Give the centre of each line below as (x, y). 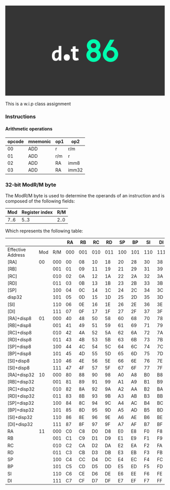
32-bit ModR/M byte (31, 185)
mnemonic (40, 142)
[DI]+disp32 (20, 424)
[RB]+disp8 (19, 326)
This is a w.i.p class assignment (38, 103)
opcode (16, 142)
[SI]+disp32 (20, 417)
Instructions (21, 117)
